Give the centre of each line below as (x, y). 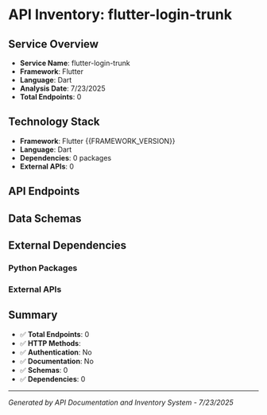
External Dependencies (68, 245)
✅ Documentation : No (56, 361)
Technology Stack (54, 122)
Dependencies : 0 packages (66, 157)
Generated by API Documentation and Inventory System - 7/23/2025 (121, 402)
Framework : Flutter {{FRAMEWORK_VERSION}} (98, 141)
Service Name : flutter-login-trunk (75, 63)
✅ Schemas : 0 (44, 370)
